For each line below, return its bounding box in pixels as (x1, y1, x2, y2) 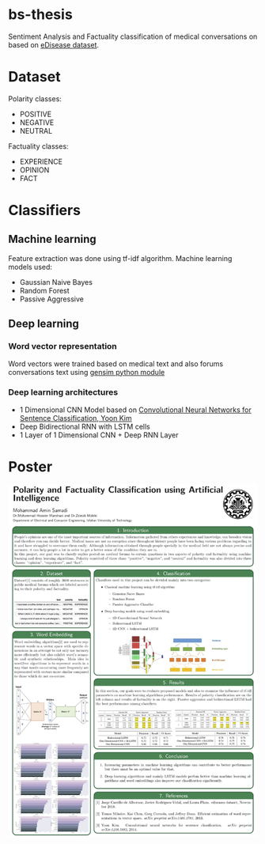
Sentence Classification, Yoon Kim (19, 413, 132, 422)
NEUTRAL (19, 126, 53, 135)
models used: (8, 262, 53, 271)
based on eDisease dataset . (8, 40, 100, 49)
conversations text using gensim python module (8, 367, 165, 377)
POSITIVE (19, 109, 52, 119)
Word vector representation (8, 341, 117, 352)
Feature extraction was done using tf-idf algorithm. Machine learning (8, 253, 233, 263)
